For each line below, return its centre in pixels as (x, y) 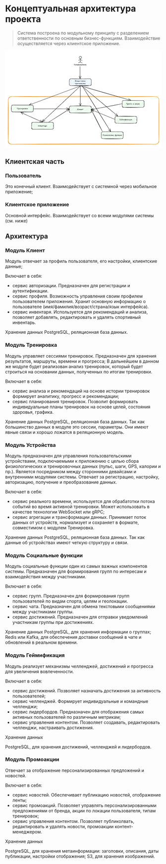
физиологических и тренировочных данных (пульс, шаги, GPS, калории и (83, 466)
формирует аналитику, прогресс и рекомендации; (66, 396)
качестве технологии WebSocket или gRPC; (58, 512)
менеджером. (27, 832)
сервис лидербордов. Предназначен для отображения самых (78, 712)
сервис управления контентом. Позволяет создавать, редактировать (86, 722)
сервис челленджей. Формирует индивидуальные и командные (80, 701)
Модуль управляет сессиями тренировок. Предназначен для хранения (81, 356)
